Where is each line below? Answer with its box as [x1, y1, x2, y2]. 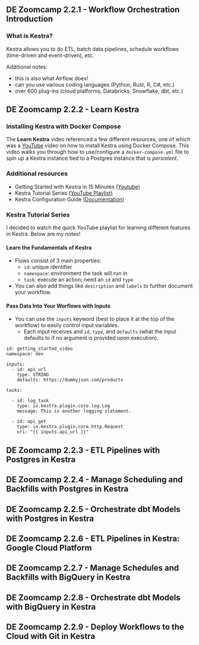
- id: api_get [11, 419, 46, 425]
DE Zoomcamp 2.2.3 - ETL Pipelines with [6, 445, 160, 455]
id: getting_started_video [6, 346, 73, 352]
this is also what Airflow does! [14, 74, 89, 82]
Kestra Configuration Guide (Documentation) [14, 195, 125, 203]
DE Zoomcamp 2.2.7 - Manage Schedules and [6, 563, 179, 573]
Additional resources [6, 169, 68, 178]
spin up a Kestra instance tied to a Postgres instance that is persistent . [6, 154, 178, 162]
